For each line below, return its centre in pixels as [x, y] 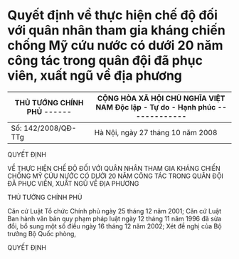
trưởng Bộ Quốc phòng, [42, 233]
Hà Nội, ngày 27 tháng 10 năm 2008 [156, 132]
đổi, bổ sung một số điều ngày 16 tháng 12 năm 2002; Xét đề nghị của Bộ [115, 226]
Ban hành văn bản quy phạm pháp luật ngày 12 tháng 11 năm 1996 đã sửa [115, 218]
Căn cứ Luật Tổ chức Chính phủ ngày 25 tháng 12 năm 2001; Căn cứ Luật [115, 211]
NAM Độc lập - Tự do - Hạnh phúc [156, 107]
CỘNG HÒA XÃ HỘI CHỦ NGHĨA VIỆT [161, 98]
